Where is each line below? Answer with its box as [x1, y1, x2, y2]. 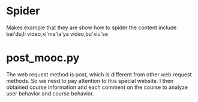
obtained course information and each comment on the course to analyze [6, 84, 188, 91]
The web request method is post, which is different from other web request [6, 70, 192, 78]
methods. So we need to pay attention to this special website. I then [6, 77, 174, 84]
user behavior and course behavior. [6, 89, 94, 97]
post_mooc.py [6, 51, 80, 65]
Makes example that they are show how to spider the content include [6, 24, 177, 31]
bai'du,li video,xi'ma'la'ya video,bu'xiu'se [6, 30, 109, 37]
